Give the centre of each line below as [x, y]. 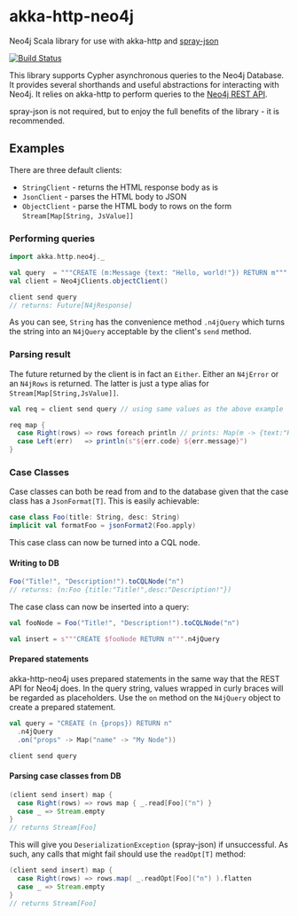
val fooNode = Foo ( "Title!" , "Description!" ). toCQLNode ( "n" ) [125, 623]
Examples [37, 149]
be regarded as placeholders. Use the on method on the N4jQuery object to [145, 698]
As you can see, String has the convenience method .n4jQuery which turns [147, 322]
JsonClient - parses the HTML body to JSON [104, 196]
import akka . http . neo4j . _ [57, 257]
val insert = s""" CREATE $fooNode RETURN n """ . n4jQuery [114, 639]
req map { [27, 425]
